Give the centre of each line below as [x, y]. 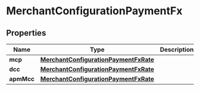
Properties [26, 33]
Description [177, 50]
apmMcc [22, 79]
